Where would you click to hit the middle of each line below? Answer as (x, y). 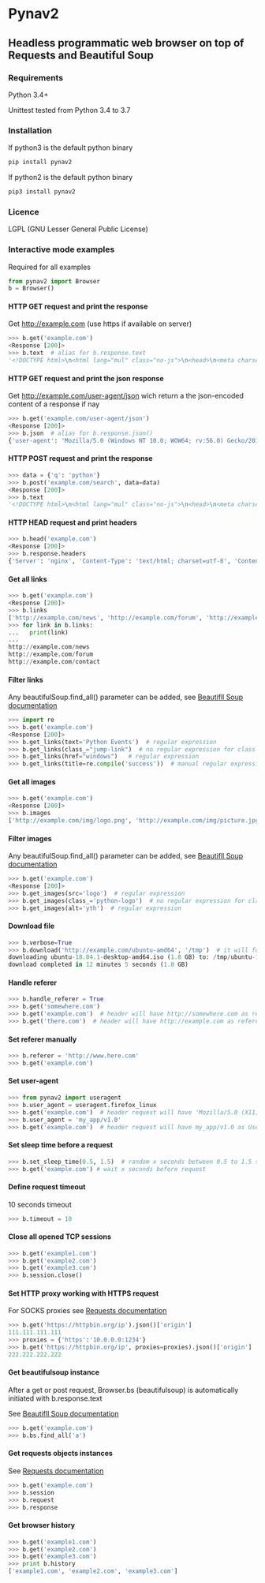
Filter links (26, 679)
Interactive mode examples (62, 249)
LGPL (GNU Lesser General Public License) (78, 229)
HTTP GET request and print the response (78, 306)
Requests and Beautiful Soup (81, 55)
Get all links (28, 579)
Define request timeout (47, 1187)
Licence (24, 211)
